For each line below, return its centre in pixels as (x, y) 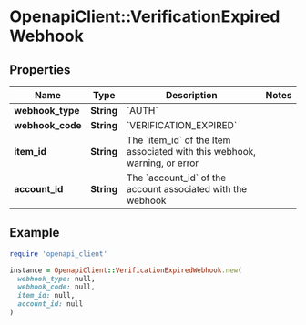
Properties (40, 70)
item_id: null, (46, 296)
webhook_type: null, (56, 279)
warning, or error (163, 163)
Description (191, 95)
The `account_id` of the (176, 178)
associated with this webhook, (191, 152)
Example (35, 233)
